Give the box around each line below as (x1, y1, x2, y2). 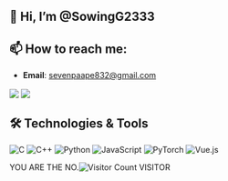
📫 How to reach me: (9, 41, 128, 56)
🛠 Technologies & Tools (9, 116, 149, 131)
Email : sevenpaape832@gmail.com (22, 70, 157, 81)
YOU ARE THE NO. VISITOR (9, 162, 171, 173)
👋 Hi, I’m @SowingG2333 (9, 9, 155, 25)
